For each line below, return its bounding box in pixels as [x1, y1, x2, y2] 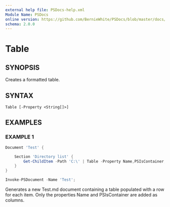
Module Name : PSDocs [5, 12, 49, 17]
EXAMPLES [5, 118, 42, 127]
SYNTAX [5, 91, 34, 100]
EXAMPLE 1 [5, 133, 34, 140]
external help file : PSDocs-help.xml [5, 7, 85, 13]
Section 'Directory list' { [14, 154, 73, 159]
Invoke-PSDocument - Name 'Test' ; [5, 177, 76, 182]
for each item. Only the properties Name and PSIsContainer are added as [5, 192, 158, 197]
